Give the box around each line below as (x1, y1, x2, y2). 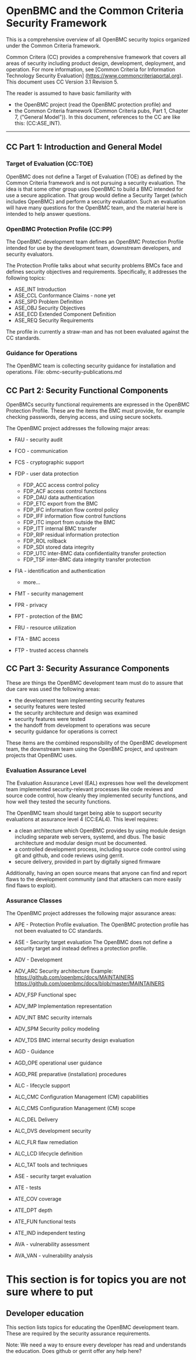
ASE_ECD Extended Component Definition (14, 310, 117, 317)
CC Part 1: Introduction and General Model (6, 142, 162, 152)
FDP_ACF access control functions (23, 487, 107, 495)
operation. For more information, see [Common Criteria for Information (6, 66, 176, 73)
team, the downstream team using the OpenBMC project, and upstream (6, 745, 178, 753)
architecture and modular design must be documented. (14, 840, 148, 847)
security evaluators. (6, 250, 54, 257)
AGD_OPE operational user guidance (14, 1059, 103, 1066)
